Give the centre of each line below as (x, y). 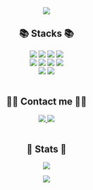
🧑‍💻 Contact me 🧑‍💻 (46, 102)
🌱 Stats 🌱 (46, 149)
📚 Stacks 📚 (46, 34)
